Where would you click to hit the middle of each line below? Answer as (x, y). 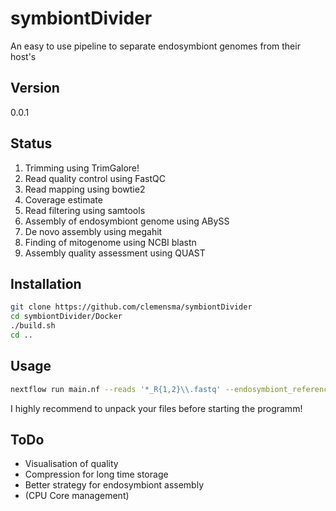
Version (35, 88)
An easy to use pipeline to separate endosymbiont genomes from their (155, 46)
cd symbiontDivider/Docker (66, 317)
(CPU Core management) (77, 496)
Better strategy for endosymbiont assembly (114, 485)
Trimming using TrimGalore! (82, 168)
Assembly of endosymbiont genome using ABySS (127, 221)
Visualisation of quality (71, 464)
